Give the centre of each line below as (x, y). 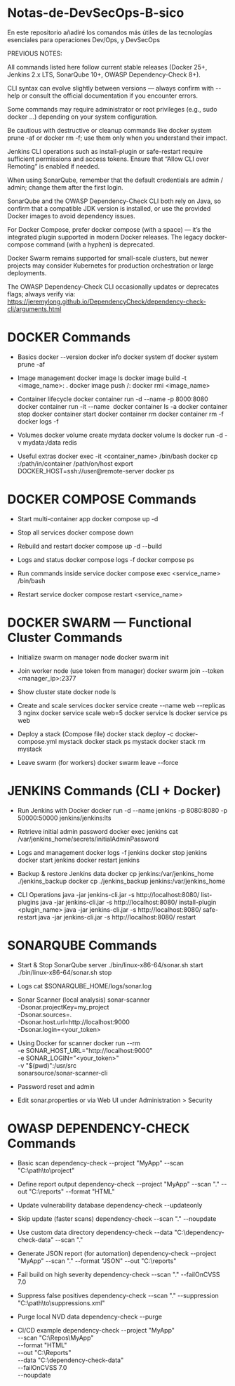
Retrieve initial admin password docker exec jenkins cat (98, 831)
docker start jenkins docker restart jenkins (79, 860)
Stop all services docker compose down (75, 532)
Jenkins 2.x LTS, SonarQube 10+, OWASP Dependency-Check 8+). (104, 74)
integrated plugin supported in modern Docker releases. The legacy (105, 237)
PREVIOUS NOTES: (35, 53)
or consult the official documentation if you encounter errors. (110, 96)
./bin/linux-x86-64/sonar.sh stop (65, 972)
